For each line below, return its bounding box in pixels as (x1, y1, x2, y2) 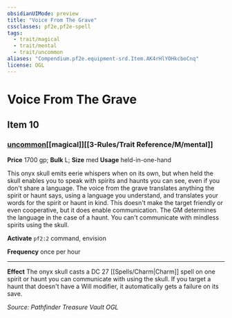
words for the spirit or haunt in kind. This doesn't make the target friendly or (7, 198, 223, 206)
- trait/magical (13, 36, 60, 43)
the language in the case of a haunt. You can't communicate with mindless (7, 213, 220, 222)
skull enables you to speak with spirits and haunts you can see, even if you (7, 176, 220, 184)
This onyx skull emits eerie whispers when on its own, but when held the (7, 169, 214, 177)
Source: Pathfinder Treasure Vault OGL (7, 303, 119, 311)
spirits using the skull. (7, 220, 69, 229)
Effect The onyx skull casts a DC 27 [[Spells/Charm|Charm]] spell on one (7, 267, 215, 276)
